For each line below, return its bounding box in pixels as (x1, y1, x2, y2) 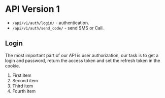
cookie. (5, 63, 21, 68)
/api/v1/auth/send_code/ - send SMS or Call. (12, 25, 104, 31)
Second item (12, 77, 38, 83)
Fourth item (12, 88, 36, 94)
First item (12, 72, 32, 78)
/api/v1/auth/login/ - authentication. (12, 20, 90, 26)
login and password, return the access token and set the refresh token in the (5, 58, 161, 64)
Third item (12, 83, 33, 89)
